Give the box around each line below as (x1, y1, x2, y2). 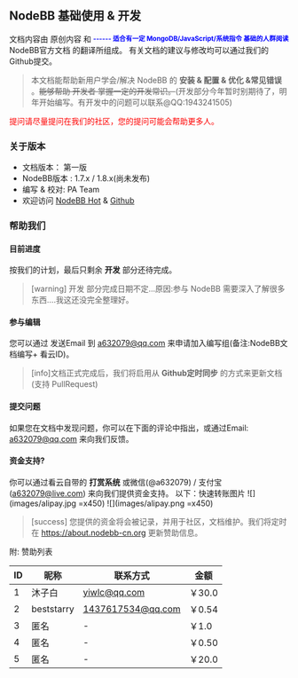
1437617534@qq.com (82, 603, 181, 615)
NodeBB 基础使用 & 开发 (9, 8, 142, 24)
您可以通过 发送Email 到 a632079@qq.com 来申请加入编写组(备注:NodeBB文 (9, 338, 288, 349)
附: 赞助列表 (9, 546, 53, 556)
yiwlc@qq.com (82, 586, 145, 598)
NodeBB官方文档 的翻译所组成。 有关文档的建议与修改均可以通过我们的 (9, 44, 269, 55)
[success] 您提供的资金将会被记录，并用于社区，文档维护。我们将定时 (30, 516, 287, 526)
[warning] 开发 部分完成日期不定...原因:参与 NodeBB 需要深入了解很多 (30, 283, 286, 295)
